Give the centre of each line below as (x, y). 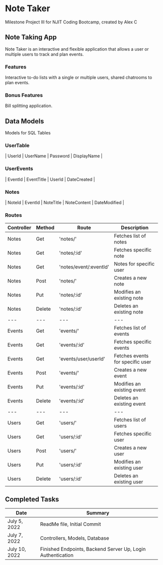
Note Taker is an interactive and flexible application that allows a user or (77, 49)
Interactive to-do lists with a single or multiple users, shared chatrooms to (79, 77)
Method (45, 228)
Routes (14, 215)
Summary (98, 513)
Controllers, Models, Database (74, 538)
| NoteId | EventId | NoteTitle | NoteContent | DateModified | (65, 203)
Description (135, 228)
